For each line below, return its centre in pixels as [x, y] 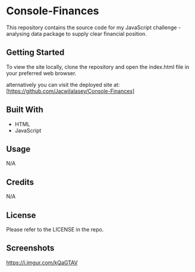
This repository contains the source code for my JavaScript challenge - [94, 27]
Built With [25, 110]
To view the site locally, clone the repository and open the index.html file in [98, 67]
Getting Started [35, 53]
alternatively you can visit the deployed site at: [63, 85]
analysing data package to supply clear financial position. [77, 33]
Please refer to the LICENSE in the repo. [55, 229]
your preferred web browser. [41, 73]
